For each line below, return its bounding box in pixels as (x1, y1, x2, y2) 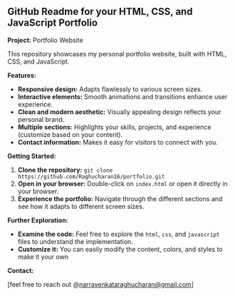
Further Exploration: (7, 215, 69, 224)
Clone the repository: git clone (17, 165, 113, 174)
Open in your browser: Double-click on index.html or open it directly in (17, 179, 228, 188)
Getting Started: (7, 151, 56, 160)
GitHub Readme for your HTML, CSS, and (7, 6, 193, 18)
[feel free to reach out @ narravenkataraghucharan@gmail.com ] (7, 280, 194, 288)
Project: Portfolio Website (7, 36, 83, 44)
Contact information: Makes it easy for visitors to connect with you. (17, 138, 219, 146)
